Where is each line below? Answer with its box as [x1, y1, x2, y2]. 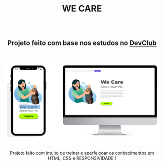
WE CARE [62, 3, 102, 14]
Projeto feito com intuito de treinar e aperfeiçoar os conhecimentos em [10, 150, 154, 156]
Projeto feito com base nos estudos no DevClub [7, 39, 157, 47]
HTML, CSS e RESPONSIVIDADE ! [47, 155, 117, 161]
